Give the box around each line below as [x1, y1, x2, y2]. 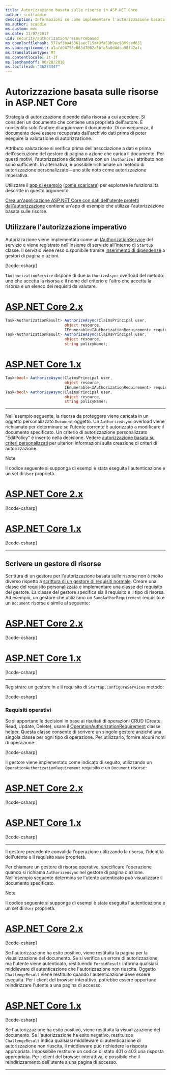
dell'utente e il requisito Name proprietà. [5, 854, 87, 860]
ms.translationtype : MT [5, 50, 56, 55]
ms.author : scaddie [5, 21, 47, 27]
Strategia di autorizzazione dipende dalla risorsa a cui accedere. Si [5, 114, 146, 120]
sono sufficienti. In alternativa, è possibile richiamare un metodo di [5, 161, 145, 168]
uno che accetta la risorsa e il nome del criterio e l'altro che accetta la [5, 278, 152, 284]
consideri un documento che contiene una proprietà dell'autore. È [5, 119, 144, 125]
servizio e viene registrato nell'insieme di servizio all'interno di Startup [5, 242, 153, 248]
